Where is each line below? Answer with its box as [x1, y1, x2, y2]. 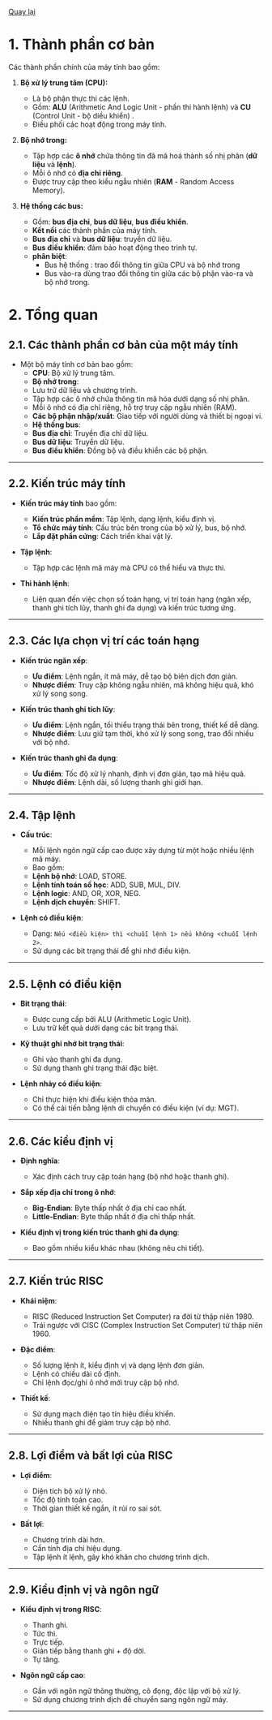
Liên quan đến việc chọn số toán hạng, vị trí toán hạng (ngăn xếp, [32, 594, 252, 604]
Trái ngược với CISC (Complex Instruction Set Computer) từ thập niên [32, 1320, 263, 1330]
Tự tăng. [32, 1655, 61, 1665]
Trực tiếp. [32, 1637, 65, 1647]
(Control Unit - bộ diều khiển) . [32, 110, 135, 120]
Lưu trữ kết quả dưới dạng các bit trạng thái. [32, 1023, 180, 1033]
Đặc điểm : [19, 1344, 56, 1354]
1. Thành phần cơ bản [8, 36, 155, 54]
